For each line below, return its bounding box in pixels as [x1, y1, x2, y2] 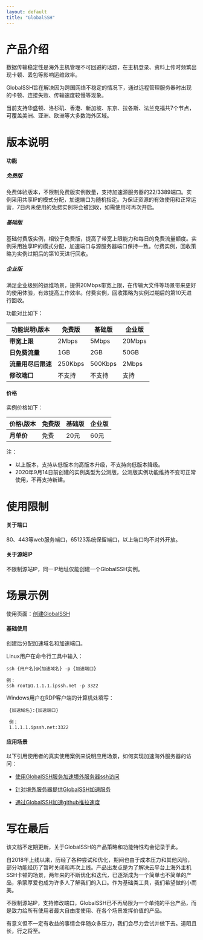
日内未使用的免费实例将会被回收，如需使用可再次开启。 [19, 204, 158, 211]
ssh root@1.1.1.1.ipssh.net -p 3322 [6, 683, 98, 689]
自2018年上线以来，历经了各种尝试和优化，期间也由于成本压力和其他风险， [6, 856, 193, 864]
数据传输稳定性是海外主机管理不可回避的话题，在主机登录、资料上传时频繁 [6, 64, 192, 71]
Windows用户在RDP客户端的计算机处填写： [6, 694, 115, 701]
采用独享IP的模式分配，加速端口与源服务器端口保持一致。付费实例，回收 [11, 243, 192, 250]
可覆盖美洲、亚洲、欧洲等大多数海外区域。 [6, 112, 112, 119]
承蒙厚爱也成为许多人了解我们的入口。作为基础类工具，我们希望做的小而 [16, 879, 197, 886]
